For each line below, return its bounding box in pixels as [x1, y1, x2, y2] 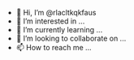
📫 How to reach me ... [15, 43, 92, 52]
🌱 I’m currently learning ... [15, 25, 103, 34]
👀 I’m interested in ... [15, 16, 85, 26]
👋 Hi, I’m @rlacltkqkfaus [15, 8, 97, 17]
